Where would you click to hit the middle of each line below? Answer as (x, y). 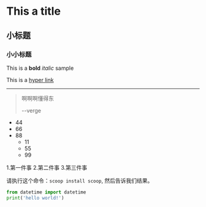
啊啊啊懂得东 (37, 98)
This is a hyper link (30, 80)
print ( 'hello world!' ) (35, 198)
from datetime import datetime (46, 192)
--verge (31, 110)
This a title (34, 11)
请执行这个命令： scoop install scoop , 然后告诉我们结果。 (80, 180)
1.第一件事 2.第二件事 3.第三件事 (47, 167)
